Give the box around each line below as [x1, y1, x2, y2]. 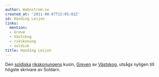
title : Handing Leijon [5, 48, 52, 53]
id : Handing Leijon [5, 16, 45, 21]
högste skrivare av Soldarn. [5, 66, 61, 72]
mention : [9, 25, 27, 30]
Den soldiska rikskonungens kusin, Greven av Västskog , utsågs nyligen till [5, 61, 155, 67]
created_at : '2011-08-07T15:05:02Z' [5, 12, 80, 17]
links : [5, 20, 19, 26]
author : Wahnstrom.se [5, 7, 50, 12]
